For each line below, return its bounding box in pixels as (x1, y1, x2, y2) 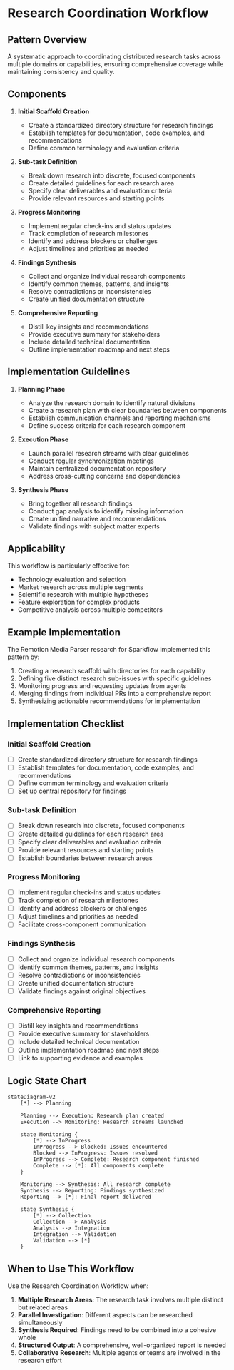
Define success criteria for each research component (28, 421, 186, 429)
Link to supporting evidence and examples (17, 1053, 143, 1062)
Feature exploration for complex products (17, 598, 141, 607)
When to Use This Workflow (7, 1262, 135, 1274)
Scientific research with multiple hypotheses (17, 591, 148, 599)
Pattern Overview (7, 34, 87, 46)
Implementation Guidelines (7, 366, 131, 378)
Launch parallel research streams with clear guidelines (28, 449, 189, 457)
